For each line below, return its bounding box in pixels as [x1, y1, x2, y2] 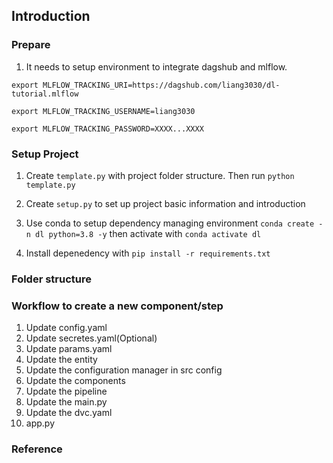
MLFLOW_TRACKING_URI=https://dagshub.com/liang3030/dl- [42, 80, 281, 90]
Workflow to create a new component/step [11, 299, 224, 313]
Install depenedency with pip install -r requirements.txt [25, 247, 271, 259]
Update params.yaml [25, 343, 113, 355]
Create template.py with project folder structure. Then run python [25, 169, 295, 181]
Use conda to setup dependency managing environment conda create [25, 217, 315, 229]
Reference [11, 442, 63, 456]
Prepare [11, 38, 51, 52]
